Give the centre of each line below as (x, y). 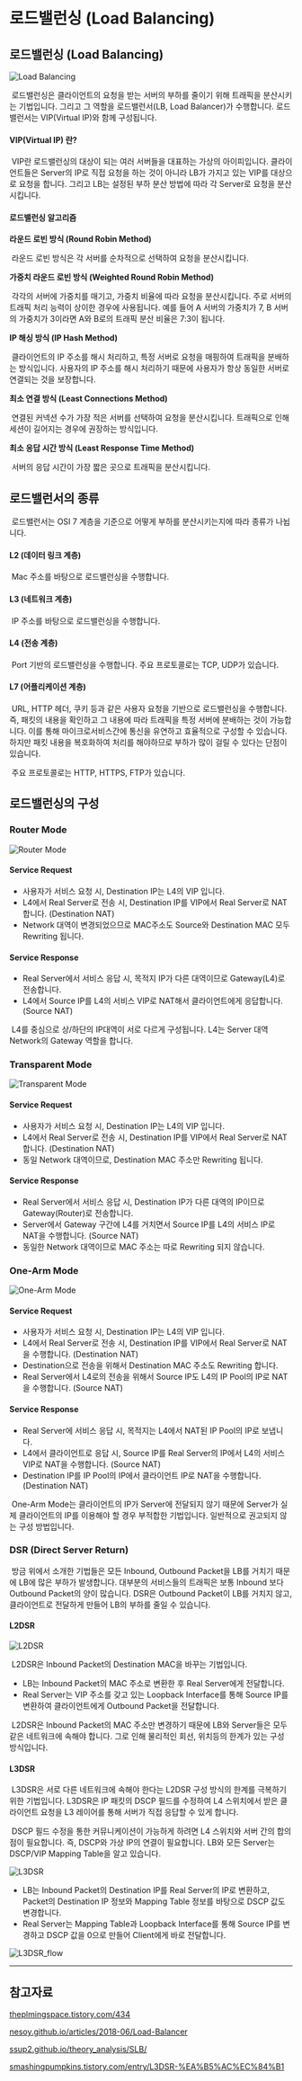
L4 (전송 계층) (34, 643)
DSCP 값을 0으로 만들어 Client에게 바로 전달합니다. (136, 1935)
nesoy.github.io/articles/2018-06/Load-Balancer (99, 2032)
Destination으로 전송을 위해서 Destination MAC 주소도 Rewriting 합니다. (150, 1365)
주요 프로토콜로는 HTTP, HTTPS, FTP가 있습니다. (98, 773)
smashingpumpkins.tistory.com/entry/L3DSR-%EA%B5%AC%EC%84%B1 (147, 2067)
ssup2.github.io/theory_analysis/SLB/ (78, 2050)
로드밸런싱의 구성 (54, 804)
